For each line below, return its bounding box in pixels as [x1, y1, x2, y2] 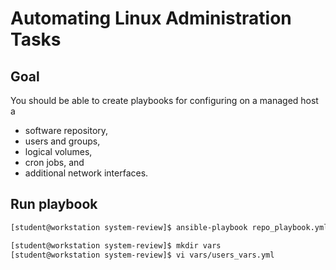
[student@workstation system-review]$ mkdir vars [10, 240, 222, 251]
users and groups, [24, 135, 101, 147]
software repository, [24, 125, 109, 136]
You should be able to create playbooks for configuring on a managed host [10, 95, 319, 106]
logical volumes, [24, 146, 93, 157]
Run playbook [10, 196, 98, 213]
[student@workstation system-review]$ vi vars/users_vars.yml [10, 250, 275, 260]
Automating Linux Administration [10, 7, 292, 30]
